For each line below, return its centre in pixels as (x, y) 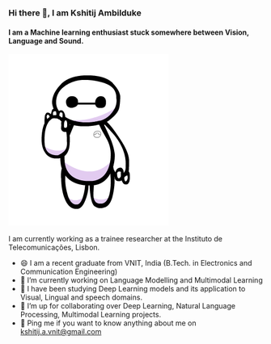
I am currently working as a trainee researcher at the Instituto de (115, 239)
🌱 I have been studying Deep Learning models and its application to (133, 289)
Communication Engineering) (69, 272)
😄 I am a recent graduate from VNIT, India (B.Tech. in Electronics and (136, 263)
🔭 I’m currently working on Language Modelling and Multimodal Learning (141, 280)
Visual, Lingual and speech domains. (81, 297)
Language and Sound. (46, 40)
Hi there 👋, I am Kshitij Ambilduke (75, 13)
